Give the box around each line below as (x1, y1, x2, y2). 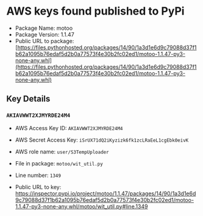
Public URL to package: (15, 37, 74, 44)
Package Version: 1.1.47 (15, 30, 74, 38)
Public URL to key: (15, 183, 62, 190)
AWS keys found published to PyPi (6, 4, 185, 18)
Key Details (6, 94, 51, 104)
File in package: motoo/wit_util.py (15, 159, 104, 167)
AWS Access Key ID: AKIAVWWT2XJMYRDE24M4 (15, 124, 123, 131)
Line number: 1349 (15, 172, 61, 179)
